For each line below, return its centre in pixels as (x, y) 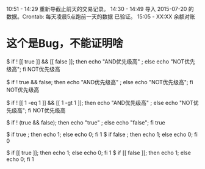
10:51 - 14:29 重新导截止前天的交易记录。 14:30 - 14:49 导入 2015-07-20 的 (100, 9)
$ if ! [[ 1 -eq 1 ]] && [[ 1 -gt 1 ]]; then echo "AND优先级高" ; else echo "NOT (100, 102)
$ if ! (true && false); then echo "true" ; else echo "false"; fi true (86, 122)
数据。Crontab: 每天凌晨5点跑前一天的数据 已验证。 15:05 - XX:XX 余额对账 (101, 16)
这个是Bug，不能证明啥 (65, 44)
